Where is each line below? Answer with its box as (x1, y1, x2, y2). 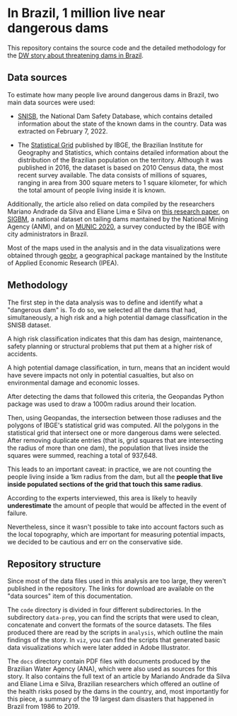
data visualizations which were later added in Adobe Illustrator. (7, 644, 190, 652)
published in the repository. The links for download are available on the (7, 584, 214, 593)
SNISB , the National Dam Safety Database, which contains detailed (17, 111, 213, 120)
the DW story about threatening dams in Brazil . (7, 51, 144, 60)
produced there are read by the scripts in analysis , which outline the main (7, 628, 224, 637)
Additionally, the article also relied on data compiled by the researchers (7, 199, 215, 208)
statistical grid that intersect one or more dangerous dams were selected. (7, 428, 221, 437)
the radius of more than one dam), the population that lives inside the (7, 444, 209, 452)
